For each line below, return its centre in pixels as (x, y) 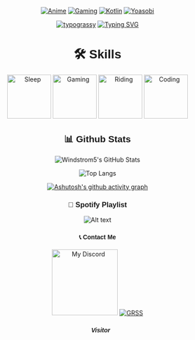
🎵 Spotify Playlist (97, 204)
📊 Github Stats (97, 139)
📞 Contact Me (97, 237)
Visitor (101, 330)
